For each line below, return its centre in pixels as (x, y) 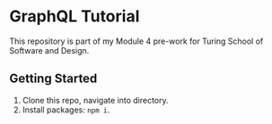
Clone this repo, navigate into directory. (95, 100)
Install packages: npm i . (66, 110)
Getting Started (53, 79)
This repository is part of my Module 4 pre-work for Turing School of (136, 41)
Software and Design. (49, 50)
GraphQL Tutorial (75, 17)
